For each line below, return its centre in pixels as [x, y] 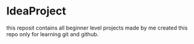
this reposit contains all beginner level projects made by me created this [97, 28]
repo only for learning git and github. [53, 34]
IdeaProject [36, 11]
